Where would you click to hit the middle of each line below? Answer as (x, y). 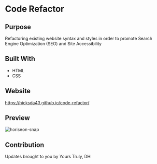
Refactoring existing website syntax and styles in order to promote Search (79, 38)
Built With (20, 59)
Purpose (18, 27)
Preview (18, 118)
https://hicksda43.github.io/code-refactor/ (47, 102)
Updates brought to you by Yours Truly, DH (48, 157)
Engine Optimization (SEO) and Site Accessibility (53, 44)
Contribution (25, 145)
